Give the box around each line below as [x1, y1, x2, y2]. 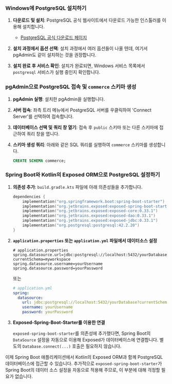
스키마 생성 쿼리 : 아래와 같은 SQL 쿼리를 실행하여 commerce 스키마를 [12, 141, 148, 147]
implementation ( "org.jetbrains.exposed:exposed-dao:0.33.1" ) [22, 213, 156, 219]
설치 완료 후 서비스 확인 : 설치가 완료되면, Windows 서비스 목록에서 [12, 63, 145, 69]
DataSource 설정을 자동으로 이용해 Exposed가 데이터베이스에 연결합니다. [12, 337, 159, 343]
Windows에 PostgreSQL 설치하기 [5, 4, 87, 11]
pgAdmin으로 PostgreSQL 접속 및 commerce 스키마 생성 [5, 83, 137, 90]
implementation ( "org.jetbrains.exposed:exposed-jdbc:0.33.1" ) [22, 218, 158, 223]
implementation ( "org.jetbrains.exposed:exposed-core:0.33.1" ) [22, 208, 158, 214]
